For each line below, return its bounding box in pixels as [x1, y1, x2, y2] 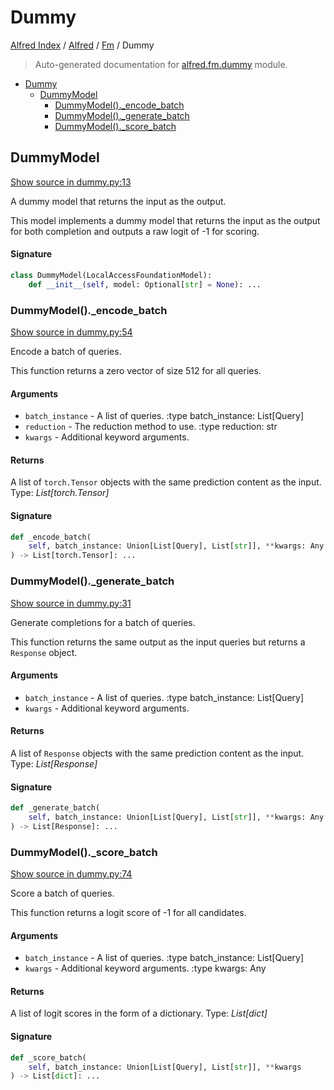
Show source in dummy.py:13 [10, 176, 132, 188]
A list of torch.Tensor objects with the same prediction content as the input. [10, 476, 322, 488]
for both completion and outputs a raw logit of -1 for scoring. [10, 225, 260, 237]
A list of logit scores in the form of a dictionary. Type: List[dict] [10, 1007, 268, 1020]
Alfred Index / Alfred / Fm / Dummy [10, 39, 155, 51]
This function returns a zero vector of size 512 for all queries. [10, 365, 262, 376]
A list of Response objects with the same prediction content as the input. [10, 747, 305, 759]
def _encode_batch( [10, 532, 92, 542]
